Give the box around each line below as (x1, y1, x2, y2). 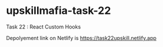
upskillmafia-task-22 (6, 4, 111, 17)
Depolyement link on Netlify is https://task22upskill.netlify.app (6, 34, 157, 41)
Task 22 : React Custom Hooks (6, 23, 81, 30)
